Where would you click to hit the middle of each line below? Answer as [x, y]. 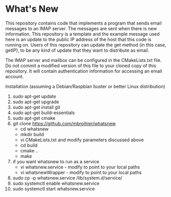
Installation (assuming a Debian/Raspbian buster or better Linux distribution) [86, 86]
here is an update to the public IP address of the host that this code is [78, 39]
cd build [29, 145]
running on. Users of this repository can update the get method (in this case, [86, 45]
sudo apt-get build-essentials [44, 113]
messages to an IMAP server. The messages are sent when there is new [81, 28]
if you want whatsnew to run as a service [56, 161]
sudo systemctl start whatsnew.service [54, 189]
